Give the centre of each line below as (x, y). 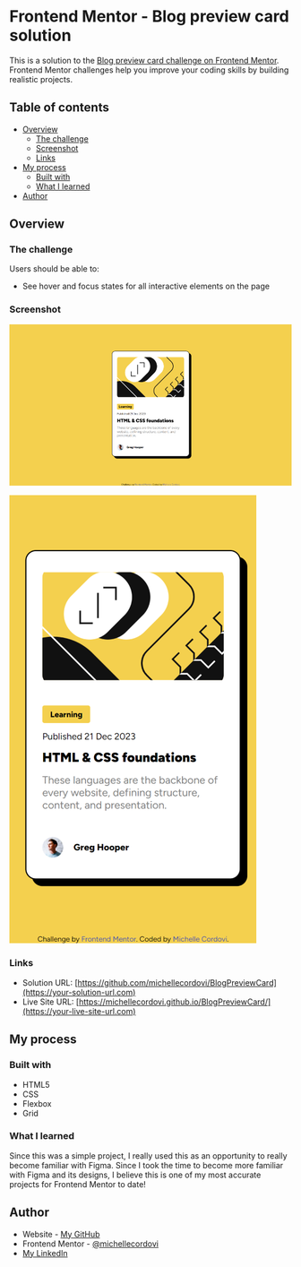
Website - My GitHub (61, 1234)
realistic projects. (41, 79)
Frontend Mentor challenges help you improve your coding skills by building (149, 70)
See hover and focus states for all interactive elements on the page (146, 286)
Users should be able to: (55, 269)
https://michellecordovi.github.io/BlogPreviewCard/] (175, 1002)
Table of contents (59, 108)
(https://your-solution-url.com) (79, 992)
